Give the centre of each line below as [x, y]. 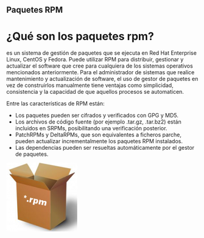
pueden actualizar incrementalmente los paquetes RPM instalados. [99, 141]
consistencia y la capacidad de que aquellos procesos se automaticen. [95, 92]
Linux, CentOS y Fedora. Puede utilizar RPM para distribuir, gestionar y [95, 60]
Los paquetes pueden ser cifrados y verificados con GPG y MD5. [97, 116]
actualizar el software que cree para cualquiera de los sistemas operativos [100, 66]
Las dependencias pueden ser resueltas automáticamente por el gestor [105, 148]
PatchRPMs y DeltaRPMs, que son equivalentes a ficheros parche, [98, 135]
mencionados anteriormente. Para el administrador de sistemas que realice [100, 72]
